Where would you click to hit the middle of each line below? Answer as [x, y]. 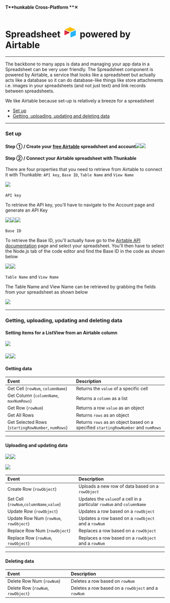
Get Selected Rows [27, 422]
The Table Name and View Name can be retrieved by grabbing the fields [80, 287]
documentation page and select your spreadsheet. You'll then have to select [85, 246]
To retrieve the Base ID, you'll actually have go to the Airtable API [73, 241]
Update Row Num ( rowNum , [34, 518]
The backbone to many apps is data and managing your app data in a [78, 64]
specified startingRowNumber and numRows [118, 427]
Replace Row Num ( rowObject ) [39, 531]
